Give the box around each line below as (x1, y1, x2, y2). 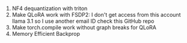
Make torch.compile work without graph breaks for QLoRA (11, 24, 157, 31)
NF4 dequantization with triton (11, 5, 88, 12)
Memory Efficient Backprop (11, 30, 80, 38)
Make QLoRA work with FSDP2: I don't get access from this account (11, 11, 181, 19)
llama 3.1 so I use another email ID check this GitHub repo (11, 17, 155, 25)
